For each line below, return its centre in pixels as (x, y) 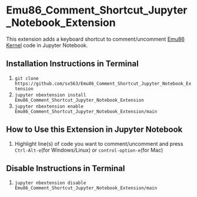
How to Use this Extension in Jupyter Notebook (94, 130)
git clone (27, 78)
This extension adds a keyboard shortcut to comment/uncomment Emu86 (96, 39)
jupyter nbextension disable (50, 183)
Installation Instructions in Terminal (73, 64)
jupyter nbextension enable (49, 106)
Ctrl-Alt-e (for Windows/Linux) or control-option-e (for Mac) (89, 150)
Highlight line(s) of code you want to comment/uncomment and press (99, 143)
